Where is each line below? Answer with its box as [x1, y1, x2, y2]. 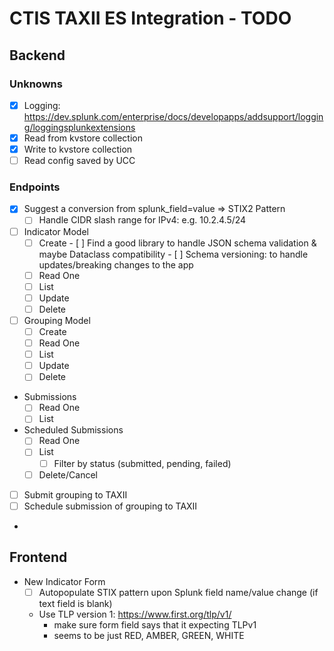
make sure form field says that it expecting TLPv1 [53, 618, 257, 631]
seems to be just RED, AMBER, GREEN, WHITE [53, 629, 245, 641]
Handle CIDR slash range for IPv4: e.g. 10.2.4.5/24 [38, 214, 247, 226]
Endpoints [9, 180, 61, 194]
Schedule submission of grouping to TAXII [23, 500, 198, 512]
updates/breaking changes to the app [38, 258, 194, 271]
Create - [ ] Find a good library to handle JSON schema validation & [38, 237, 317, 249]
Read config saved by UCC [23, 155, 136, 167]
